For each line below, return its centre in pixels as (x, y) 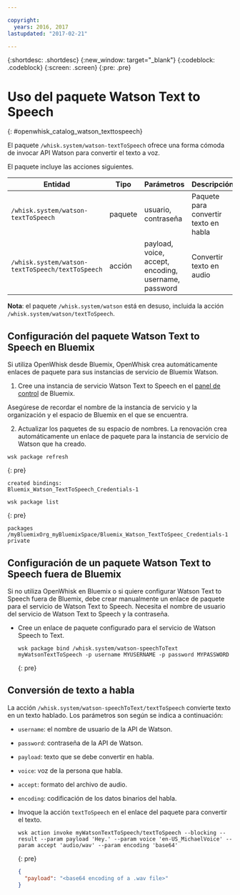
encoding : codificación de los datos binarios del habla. (97, 798)
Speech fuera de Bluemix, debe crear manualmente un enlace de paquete (116, 599)
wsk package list (33, 502)
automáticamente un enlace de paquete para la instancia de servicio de (123, 436)
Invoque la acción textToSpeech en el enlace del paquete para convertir (122, 812)
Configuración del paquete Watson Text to (104, 336)
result (27, 839)
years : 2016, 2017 (41, 27)
